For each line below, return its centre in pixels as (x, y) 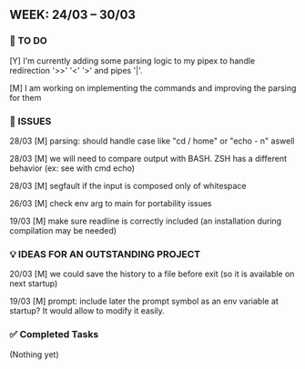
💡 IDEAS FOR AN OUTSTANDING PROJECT (105, 254)
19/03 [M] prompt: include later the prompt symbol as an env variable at (144, 301)
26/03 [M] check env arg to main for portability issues (111, 203)
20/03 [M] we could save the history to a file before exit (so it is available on (152, 274)
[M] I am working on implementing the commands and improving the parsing (153, 88)
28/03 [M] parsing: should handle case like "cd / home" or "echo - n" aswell (152, 141)
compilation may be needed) (63, 230)
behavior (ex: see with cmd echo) (72, 168)
